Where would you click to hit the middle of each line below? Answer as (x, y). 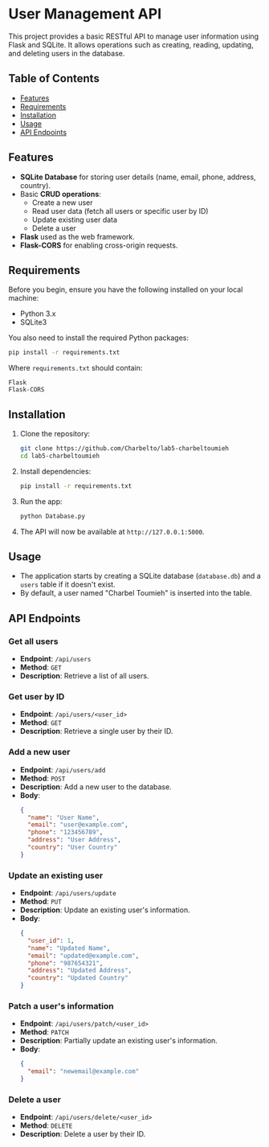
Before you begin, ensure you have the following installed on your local (126, 289)
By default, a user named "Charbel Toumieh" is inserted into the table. (136, 593)
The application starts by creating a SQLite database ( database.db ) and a (140, 576)
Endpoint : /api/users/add (63, 769)
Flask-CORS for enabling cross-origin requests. (99, 245)
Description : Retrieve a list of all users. (84, 676)
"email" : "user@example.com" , (78, 825)
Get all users (33, 641)
